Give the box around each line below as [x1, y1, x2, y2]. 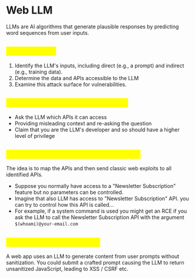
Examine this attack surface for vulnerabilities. [14, 81, 127, 88]
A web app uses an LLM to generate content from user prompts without [6, 253, 180, 260]
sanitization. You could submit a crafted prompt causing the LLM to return [6, 259, 185, 266]
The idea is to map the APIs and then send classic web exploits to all [6, 165, 172, 172]
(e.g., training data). [14, 68, 63, 75]
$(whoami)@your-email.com [14, 221, 78, 227]
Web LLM [6, 4, 53, 17]
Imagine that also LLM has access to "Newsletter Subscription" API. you [14, 195, 189, 202]
